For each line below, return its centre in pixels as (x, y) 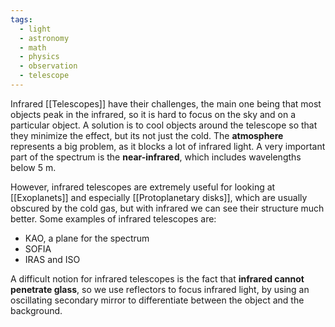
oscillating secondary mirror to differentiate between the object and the (157, 300)
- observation (48, 66)
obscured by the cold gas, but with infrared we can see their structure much (167, 208)
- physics (39, 57)
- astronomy (44, 38)
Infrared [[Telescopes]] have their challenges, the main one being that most (166, 103)
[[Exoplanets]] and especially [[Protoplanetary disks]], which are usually (159, 197)
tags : (21, 19)
